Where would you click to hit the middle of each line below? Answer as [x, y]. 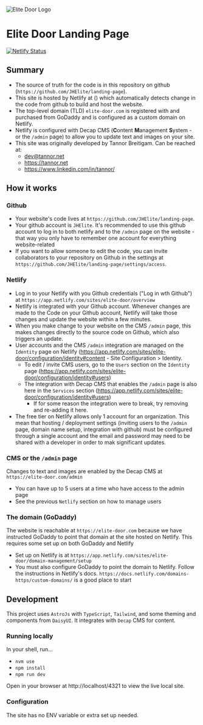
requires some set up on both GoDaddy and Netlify [70, 543]
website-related [35, 245]
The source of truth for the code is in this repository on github [92, 85]
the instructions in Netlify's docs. [57, 574]
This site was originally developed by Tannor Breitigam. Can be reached [105, 143]
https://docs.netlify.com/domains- [144, 574]
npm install [30, 668]
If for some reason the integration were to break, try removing [111, 403]
